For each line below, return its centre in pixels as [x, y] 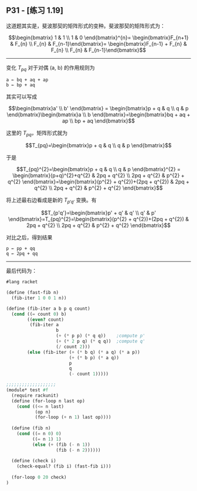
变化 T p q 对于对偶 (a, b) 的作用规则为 [50, 68]
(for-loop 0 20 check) [39, 478]
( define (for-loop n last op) [48, 401]
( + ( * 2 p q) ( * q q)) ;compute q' [101, 341]
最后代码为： [21, 271]
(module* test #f [27, 390]
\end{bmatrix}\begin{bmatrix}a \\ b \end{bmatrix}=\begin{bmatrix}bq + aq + [98, 114]
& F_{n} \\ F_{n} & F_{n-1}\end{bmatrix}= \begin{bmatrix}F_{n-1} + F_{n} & [98, 43]
